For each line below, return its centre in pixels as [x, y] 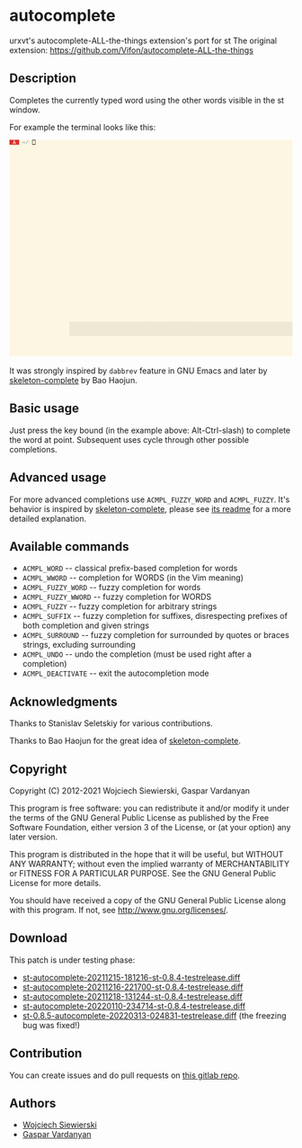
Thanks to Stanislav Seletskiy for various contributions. [111, 723]
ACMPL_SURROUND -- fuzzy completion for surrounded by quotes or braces [155, 635]
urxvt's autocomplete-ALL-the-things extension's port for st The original [143, 40]
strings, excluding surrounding [79, 645]
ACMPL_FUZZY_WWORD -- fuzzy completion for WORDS [117, 597]
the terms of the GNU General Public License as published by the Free [139, 818]
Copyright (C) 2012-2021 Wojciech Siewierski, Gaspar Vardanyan [129, 791]
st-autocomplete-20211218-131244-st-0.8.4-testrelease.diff [132, 996]
